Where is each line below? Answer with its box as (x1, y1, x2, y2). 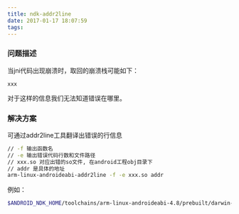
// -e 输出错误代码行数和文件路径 (7, 151, 96, 159)
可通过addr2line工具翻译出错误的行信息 (7, 131, 123, 139)
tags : (7, 24, 23, 31)
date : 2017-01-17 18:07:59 (7, 17, 87, 24)
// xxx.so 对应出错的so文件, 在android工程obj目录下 (7, 158, 153, 165)
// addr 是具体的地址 (7, 165, 65, 172)
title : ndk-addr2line (7, 10, 72, 18)
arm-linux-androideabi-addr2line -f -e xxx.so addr (7, 172, 164, 179)
